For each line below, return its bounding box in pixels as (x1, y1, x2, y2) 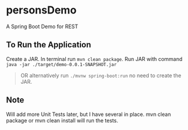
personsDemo (6, 4, 77, 17)
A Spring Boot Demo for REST (6, 23, 78, 30)
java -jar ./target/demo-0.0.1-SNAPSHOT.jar (6, 61, 117, 67)
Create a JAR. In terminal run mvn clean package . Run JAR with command (6, 55, 183, 62)
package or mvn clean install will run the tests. (6, 117, 119, 124)
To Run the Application (6, 40, 92, 50)
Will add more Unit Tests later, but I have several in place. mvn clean (6, 111, 172, 118)
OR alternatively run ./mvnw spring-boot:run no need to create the (20, 71, 182, 79)
